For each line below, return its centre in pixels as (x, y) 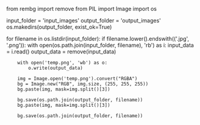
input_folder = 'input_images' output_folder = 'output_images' (84, 20)
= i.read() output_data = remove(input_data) (61, 52)
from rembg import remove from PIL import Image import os (82, 9)
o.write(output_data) (56, 68)
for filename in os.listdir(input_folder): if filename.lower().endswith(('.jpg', (98, 39)
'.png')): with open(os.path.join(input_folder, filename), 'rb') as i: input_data (100, 45)
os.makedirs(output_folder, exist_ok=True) (59, 27)
